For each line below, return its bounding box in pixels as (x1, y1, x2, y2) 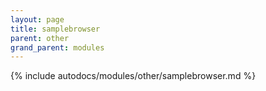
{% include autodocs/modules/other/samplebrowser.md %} (10, 70, 257, 82)
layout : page (10, 14, 65, 25)
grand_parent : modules (10, 42, 105, 53)
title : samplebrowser (10, 24, 101, 34)
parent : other (10, 33, 70, 43)
